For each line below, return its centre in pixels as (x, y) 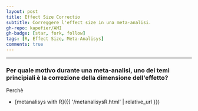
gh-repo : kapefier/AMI (34, 28)
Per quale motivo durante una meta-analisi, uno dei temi (88, 70)
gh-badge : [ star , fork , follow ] (46, 33)
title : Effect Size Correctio (43, 17)
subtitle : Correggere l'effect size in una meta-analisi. (79, 22)
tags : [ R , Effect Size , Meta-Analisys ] (55, 39)
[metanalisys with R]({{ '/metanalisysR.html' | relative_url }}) (87, 102)
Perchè (15, 90)
